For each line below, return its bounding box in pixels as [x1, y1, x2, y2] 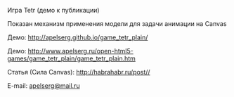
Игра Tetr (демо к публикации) [7, 6, 100, 14]
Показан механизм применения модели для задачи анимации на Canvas [7, 20, 227, 27]
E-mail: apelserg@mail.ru [7, 82, 80, 90]
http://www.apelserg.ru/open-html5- [27, 47, 134, 55]
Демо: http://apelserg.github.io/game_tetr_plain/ [7, 33, 148, 41]
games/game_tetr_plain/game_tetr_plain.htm [7, 54, 136, 63]
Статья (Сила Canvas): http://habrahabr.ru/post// [7, 68, 150, 76]
